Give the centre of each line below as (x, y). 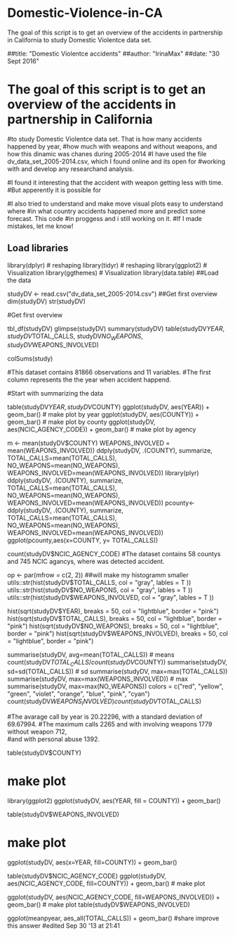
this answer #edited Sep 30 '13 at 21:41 (64, 925)
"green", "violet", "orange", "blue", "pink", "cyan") (79, 694)
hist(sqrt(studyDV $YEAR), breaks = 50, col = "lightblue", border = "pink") (113, 611)
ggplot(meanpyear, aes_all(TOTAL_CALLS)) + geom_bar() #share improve (113, 918)
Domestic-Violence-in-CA (85, 13)
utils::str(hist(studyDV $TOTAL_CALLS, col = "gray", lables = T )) (99, 583)
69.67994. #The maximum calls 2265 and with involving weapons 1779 (110, 724)
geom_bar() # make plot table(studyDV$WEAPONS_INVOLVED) (99, 904)
